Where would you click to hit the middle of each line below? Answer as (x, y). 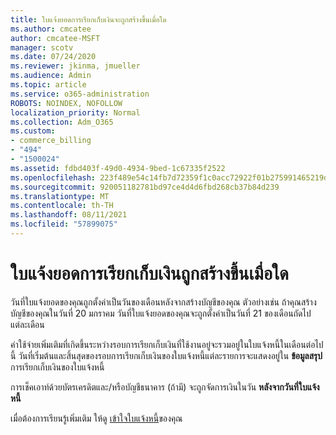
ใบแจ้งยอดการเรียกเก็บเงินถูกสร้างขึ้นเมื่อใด (149, 273)
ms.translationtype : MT (60, 196)
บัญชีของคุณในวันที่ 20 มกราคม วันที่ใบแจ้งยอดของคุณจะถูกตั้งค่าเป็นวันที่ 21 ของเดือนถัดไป (161, 313)
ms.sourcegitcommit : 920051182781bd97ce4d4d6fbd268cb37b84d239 (145, 187)
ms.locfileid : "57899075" (64, 224)
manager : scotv (42, 47)
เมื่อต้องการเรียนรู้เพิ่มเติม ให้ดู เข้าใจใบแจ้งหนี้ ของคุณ (96, 418)
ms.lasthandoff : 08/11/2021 (69, 215)
